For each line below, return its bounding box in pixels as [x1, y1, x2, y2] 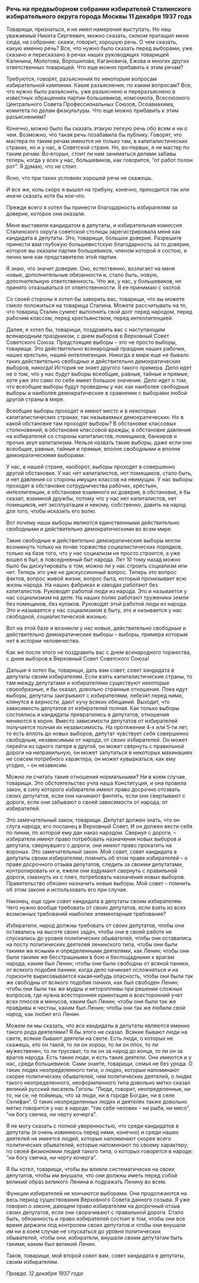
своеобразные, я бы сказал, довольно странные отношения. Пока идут [6, 686, 188, 693]
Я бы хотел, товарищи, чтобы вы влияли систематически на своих [6, 1166, 175, 1173]
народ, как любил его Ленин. [6, 1011, 81, 1018]
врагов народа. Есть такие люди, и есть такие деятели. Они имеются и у [6, 1054, 192, 1061]
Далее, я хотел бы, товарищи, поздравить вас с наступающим [6, 326, 165, 333]
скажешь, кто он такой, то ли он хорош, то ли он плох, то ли [6, 1041, 159, 1048]
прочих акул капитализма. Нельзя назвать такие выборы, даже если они [6, 439, 192, 446]
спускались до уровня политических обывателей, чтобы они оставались [6, 935, 192, 942]
